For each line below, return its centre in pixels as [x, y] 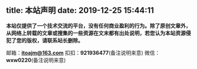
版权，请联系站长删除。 [55, 40]
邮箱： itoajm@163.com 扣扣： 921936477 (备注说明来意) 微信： [83, 53]
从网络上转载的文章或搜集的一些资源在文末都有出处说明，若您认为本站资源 [96, 33]
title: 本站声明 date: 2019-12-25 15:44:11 [80, 11]
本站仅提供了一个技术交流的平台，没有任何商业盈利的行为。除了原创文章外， [98, 26]
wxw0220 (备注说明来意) [36, 60]
